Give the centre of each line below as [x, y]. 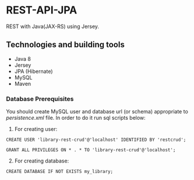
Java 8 [22, 58]
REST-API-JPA [42, 10]
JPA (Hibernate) [34, 71]
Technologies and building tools [66, 45]
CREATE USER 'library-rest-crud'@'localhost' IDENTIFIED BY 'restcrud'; [96, 140]
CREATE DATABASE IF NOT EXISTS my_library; [60, 172]
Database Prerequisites [40, 99]
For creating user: [36, 129]
